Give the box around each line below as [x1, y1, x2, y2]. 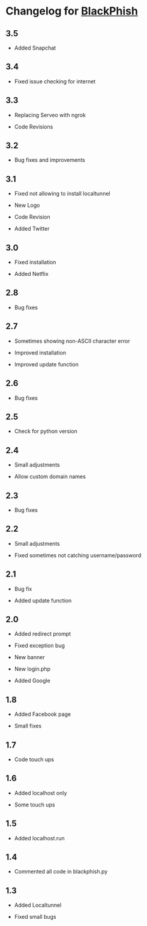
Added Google [14, 677, 50, 685]
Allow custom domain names [14, 473, 86, 481]
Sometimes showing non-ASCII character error [14, 337, 130, 345]
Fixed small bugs [14, 913, 56, 921]
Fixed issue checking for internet [14, 77, 96, 85]
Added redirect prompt [14, 630, 71, 637]
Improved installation [14, 349, 67, 356]
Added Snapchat [14, 44, 56, 51]
